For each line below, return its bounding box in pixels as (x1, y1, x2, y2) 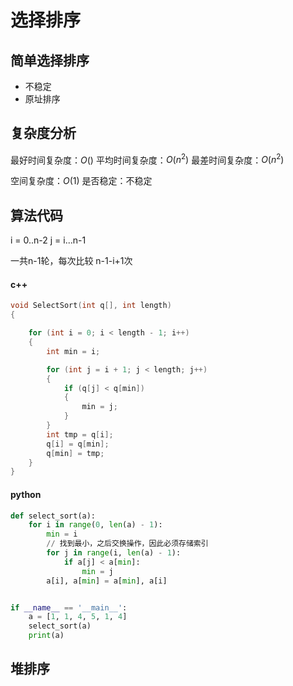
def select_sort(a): (10, 511, 97, 521)
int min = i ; (46, 346, 101, 356)
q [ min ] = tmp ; (46, 448, 105, 458)
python (10, 488, 42, 500)
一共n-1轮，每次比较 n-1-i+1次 (10, 255, 133, 267)
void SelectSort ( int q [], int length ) (10, 301, 172, 311)
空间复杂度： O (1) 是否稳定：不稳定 (10, 175, 153, 187)
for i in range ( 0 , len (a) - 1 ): (28, 520, 163, 530)
